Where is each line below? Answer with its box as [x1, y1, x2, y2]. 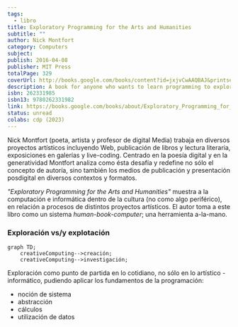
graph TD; [7, 243, 37, 251]
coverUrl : [7, 76, 37, 84]
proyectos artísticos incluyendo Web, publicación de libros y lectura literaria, [7, 143, 231, 151]
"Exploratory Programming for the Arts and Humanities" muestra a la [7, 187, 209, 195]
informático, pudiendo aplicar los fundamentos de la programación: [7, 276, 204, 284]
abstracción [17, 297, 53, 306]
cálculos [17, 305, 42, 313]
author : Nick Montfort [7, 37, 74, 44]
